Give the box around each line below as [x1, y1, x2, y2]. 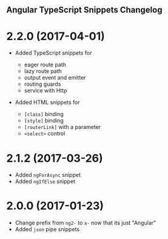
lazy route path [24, 68, 62, 75]
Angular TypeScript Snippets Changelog [6, 5, 163, 15]
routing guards [24, 80, 61, 88]
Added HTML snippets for [15, 99, 80, 106]
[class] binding [24, 111, 64, 118]
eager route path [24, 61, 67, 69]
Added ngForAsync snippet [15, 171, 81, 179]
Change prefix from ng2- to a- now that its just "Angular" [15, 219, 156, 227]
